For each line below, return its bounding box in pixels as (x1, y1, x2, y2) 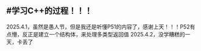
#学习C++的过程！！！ (6, 5, 93, 16)
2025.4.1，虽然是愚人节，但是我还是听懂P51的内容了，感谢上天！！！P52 (6, 23, 190, 30)
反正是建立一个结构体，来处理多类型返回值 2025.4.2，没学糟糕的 (22, 30, 185, 38)
